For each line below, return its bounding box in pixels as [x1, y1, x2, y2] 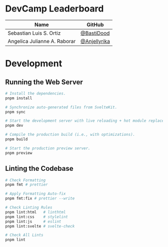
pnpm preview [5, 150, 32, 155]
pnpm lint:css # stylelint [5, 214, 68, 219]
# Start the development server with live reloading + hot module [5, 118, 146, 123]
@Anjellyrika [80, 38, 110, 45]
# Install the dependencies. [5, 91, 66, 96]
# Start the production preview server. [5, 146, 91, 151]
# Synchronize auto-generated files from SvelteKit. [5, 105, 117, 110]
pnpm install [5, 96, 32, 101]
